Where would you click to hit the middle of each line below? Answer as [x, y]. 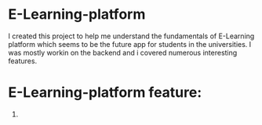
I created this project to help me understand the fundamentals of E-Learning [131, 36]
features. [23, 61]
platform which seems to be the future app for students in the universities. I [130, 44]
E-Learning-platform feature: [105, 93]
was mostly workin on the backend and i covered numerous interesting [123, 52]
